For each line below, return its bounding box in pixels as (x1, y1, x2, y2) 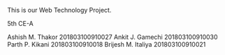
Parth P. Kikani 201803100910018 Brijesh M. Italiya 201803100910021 (7, 40, 206, 48)
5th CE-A (7, 19, 34, 27)
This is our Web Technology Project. (7, 6, 112, 14)
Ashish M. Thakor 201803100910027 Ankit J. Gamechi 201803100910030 (7, 33, 218, 41)
